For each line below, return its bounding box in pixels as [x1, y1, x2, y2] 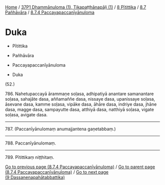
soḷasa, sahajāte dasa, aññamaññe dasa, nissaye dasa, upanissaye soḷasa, [5, 96, 156, 102]
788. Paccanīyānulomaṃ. [5, 140, 56, 146]
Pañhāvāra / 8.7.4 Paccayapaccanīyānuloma [5, 9, 95, 15]
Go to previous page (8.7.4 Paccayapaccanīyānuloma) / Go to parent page [5, 164, 156, 170]
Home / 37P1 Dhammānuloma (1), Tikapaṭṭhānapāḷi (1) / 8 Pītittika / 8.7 [5, 4, 146, 10]
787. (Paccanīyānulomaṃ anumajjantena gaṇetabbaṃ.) [5, 126, 116, 132]
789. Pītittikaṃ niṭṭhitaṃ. [5, 154, 55, 160]
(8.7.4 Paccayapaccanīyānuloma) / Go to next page [5, 169, 109, 175]
